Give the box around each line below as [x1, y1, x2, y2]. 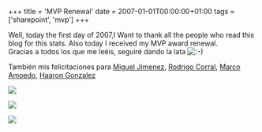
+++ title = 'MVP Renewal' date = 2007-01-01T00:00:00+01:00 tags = [8, 7, 235, 16]
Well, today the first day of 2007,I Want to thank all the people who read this [8, 31, 255, 39]
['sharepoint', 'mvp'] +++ [8, 15, 89, 24]
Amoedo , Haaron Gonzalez [8, 71, 96, 79]
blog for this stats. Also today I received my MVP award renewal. [8, 38, 219, 48]
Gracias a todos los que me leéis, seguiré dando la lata [8, 47, 186, 56]
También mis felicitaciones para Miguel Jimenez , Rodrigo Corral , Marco [8, 62, 241, 71]
